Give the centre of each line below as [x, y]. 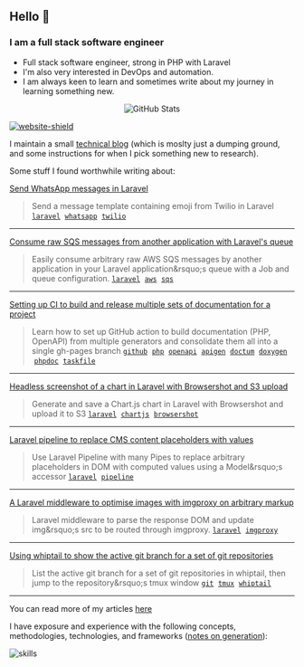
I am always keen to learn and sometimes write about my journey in [148, 81]
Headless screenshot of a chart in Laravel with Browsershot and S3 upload [149, 386]
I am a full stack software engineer [87, 43]
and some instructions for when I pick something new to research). [134, 153]
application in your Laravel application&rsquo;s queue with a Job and [160, 269]
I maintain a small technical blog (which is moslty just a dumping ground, [145, 143]
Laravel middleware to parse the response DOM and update [143, 519]
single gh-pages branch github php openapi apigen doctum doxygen [159, 350]
